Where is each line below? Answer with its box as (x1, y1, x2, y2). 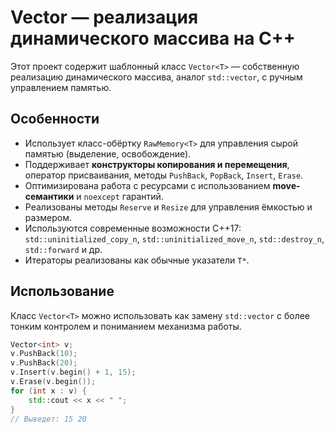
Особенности (10, 111, 100, 128)
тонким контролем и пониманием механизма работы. (10, 320, 242, 332)
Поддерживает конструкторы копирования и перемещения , (24, 158, 290, 170)
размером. (24, 211, 73, 223)
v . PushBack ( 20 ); (10, 358, 78, 368)
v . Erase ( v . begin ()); (10, 377, 97, 387)
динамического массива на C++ (10, 27, 296, 50)
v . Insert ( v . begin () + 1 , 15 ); (10, 367, 137, 378)
